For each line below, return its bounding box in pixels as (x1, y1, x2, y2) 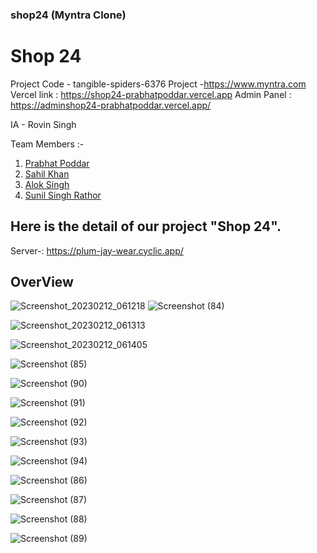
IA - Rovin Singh (10, 118, 77, 130)
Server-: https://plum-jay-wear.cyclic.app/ (10, 244, 184, 257)
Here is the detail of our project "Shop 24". (10, 218, 282, 235)
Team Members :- (10, 138, 85, 150)
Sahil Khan (24, 168, 70, 180)
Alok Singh (24, 178, 70, 190)
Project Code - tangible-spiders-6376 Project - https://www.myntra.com (10, 78, 307, 90)
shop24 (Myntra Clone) (10, 8, 127, 22)
